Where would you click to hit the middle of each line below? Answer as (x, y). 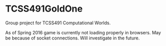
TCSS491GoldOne (44, 9)
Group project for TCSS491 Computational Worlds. (58, 23)
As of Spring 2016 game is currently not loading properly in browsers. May (83, 32)
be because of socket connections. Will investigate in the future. (73, 38)
